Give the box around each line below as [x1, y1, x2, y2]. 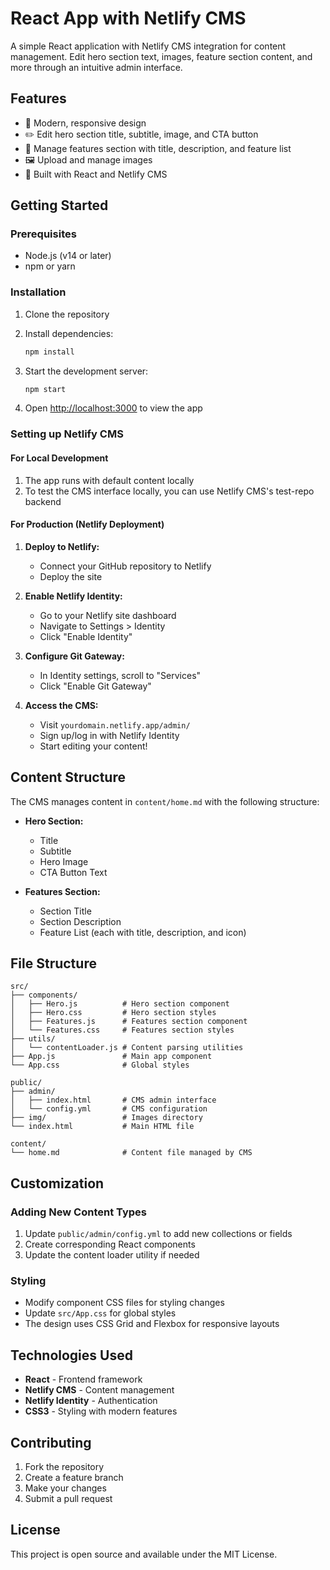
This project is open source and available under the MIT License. [10, 1548, 278, 1560]
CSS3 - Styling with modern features [24, 1405, 178, 1417]
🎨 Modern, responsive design [24, 117, 147, 129]
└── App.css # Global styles [10, 1060, 190, 1071]
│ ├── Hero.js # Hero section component [10, 999, 230, 1009]
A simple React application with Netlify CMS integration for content [10, 40, 287, 52]
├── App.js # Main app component [10, 1052, 213, 1062]
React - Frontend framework [24, 1373, 143, 1386]
